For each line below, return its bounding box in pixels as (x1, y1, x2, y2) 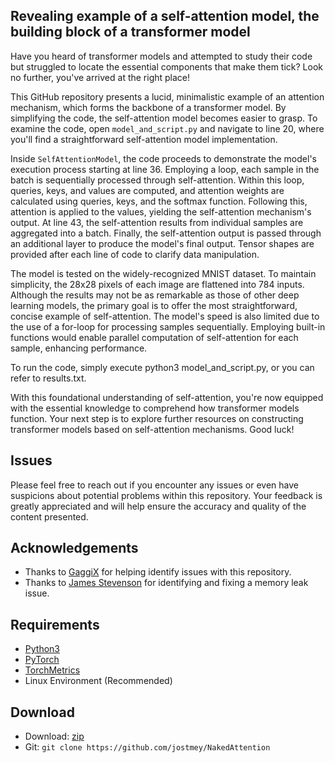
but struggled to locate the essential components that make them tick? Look (10, 60, 324, 73)
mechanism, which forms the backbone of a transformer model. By (10, 101, 287, 113)
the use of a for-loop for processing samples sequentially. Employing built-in (10, 320, 326, 333)
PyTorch (24, 654, 60, 666)
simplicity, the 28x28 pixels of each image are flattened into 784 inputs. (10, 278, 305, 290)
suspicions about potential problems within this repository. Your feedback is (10, 489, 323, 501)
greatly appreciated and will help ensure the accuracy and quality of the (10, 500, 307, 512)
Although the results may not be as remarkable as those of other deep (10, 289, 300, 301)
